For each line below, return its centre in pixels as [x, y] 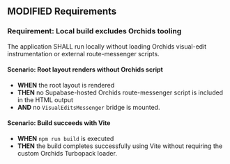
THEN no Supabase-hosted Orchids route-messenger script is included [120, 92]
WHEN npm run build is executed [66, 139]
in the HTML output [45, 99]
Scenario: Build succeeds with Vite [59, 123]
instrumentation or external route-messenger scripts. [83, 54]
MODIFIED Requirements [62, 11]
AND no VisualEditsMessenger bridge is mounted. [89, 107]
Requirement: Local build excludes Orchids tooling [94, 31]
